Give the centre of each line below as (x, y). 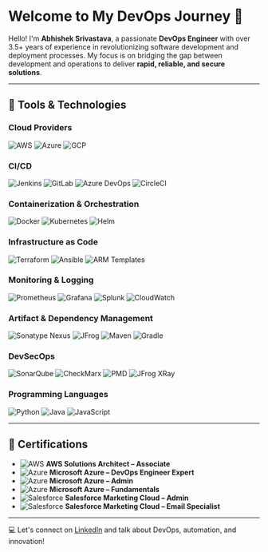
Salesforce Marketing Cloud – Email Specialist (143, 506)
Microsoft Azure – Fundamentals (104, 489)
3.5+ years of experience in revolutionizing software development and (124, 46)
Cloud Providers (40, 128)
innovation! (27, 541)
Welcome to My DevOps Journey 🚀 (126, 16)
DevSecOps (32, 356)
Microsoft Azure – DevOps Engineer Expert (122, 472)
